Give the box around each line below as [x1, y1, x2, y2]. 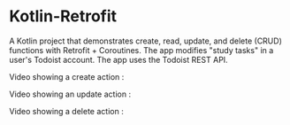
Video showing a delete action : [9, 105, 124, 116]
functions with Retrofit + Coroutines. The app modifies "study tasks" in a [9, 44, 274, 55]
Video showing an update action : [9, 89, 131, 99]
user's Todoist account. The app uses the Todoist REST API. [9, 54, 228, 65]
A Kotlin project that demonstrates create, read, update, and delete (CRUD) [9, 35, 283, 46]
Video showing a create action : [9, 71, 125, 82]
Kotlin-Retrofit [9, 6, 118, 27]
